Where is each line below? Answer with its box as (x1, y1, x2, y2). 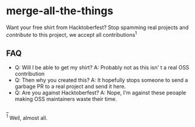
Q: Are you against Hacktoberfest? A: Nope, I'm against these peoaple (14, 89, 187, 96)
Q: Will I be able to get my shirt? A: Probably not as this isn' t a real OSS (14, 64, 190, 71)
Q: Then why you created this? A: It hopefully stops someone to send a (14, 77, 188, 84)
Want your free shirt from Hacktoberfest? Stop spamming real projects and (6, 24, 189, 31)
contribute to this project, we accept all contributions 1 (6, 30, 138, 38)
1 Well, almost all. (6, 113, 48, 122)
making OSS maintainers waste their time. (14, 96, 117, 103)
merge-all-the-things (6, 4, 114, 18)
